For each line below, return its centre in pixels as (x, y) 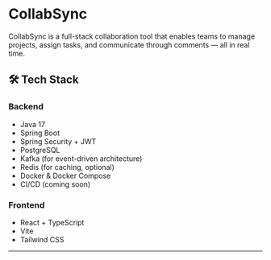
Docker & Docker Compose (65, 175)
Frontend (27, 204)
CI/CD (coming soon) (55, 184)
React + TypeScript (52, 222)
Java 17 (33, 124)
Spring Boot (40, 133)
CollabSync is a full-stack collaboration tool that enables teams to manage (132, 36)
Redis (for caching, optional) (67, 167)
